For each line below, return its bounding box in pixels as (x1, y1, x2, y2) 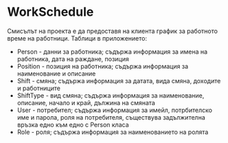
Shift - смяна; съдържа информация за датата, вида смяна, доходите (16, 76, 221, 85)
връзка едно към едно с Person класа (16, 120, 129, 129)
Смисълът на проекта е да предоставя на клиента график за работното (7, 27, 218, 35)
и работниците (16, 84, 60, 92)
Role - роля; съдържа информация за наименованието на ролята (16, 128, 209, 136)
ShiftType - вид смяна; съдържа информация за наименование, (16, 91, 205, 100)
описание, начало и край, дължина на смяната (16, 98, 156, 107)
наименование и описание (16, 69, 96, 78)
